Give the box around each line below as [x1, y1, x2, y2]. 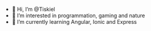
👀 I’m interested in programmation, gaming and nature [11, 12, 146, 19]
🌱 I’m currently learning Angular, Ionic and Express [11, 18, 137, 25]
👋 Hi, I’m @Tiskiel [11, 6, 55, 13]
